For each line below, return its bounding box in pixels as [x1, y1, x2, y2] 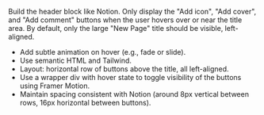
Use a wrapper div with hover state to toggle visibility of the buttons [19, 73, 242, 82]
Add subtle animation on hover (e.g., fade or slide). [19, 48, 186, 56]
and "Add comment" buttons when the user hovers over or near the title [8, 15, 243, 25]
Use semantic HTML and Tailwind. [19, 56, 132, 65]
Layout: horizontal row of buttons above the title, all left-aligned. [19, 64, 229, 74]
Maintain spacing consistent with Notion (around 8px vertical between [19, 90, 250, 98]
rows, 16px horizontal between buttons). [19, 98, 151, 107]
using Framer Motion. [19, 81, 90, 90]
